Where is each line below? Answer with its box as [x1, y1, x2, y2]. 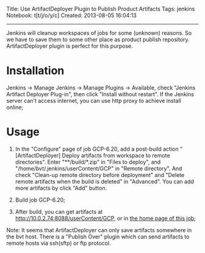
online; [6, 104, 24, 111]
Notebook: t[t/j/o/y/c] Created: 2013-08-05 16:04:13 [6, 12, 137, 19]
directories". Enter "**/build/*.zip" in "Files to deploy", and [15, 158, 161, 165]
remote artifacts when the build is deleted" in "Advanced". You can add [15, 178, 194, 185]
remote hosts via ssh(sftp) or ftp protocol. [6, 239, 111, 247]
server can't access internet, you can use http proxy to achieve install [6, 97, 181, 104]
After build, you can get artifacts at [15, 208, 103, 215]
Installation [6, 64, 65, 78]
